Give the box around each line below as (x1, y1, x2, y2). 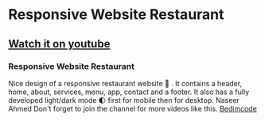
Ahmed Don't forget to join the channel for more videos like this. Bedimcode (8, 104, 257, 113)
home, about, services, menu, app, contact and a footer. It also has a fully (8, 87, 250, 96)
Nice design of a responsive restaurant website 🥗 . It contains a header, (8, 78, 243, 88)
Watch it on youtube (8, 37, 111, 51)
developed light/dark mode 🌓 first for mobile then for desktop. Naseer (8, 95, 240, 104)
